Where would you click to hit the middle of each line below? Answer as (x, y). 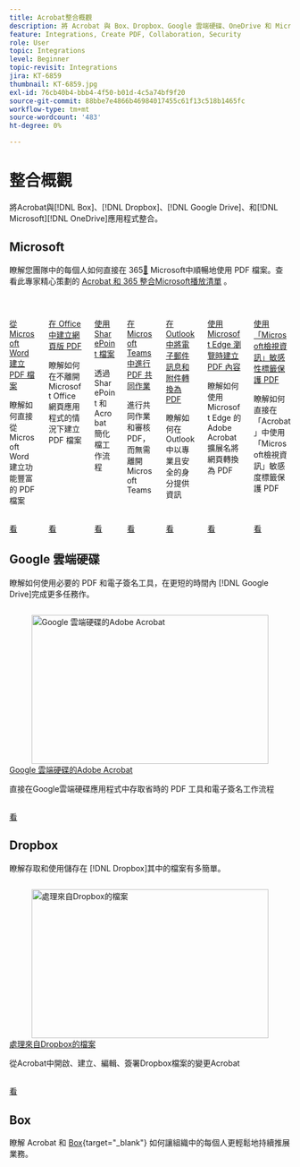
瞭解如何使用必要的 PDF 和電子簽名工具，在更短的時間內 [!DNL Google (139, 582)
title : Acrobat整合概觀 (50, 17)
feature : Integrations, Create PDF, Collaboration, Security (125, 34)
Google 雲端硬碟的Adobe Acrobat (71, 770)
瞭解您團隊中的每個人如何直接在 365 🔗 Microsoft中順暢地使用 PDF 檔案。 (142, 270)
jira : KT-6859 (36, 76)
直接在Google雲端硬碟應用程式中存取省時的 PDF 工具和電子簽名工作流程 (142, 789)
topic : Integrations (48, 51)
